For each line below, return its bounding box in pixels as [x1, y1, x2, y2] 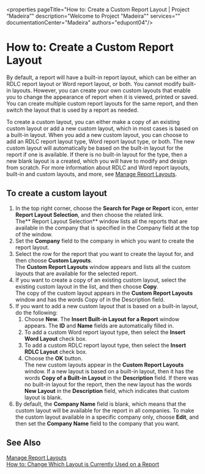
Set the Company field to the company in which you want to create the [15, 237, 195, 244]
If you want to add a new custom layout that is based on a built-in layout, [15, 302, 199, 309]
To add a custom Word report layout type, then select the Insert [24, 328, 185, 336]
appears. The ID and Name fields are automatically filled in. [24, 322, 174, 329]
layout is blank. [24, 394, 62, 401]
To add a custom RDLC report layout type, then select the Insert [24, 341, 187, 349]
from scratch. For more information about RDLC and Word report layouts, [6, 163, 190, 171]
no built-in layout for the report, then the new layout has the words [24, 381, 192, 388]
